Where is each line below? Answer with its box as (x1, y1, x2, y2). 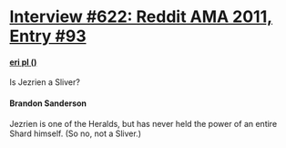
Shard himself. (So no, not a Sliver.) (9, 128, 141, 139)
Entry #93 (9, 26, 87, 47)
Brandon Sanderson (9, 98, 87, 109)
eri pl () (9, 57, 37, 68)
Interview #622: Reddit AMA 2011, (9, 6, 273, 27)
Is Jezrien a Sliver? (9, 77, 80, 88)
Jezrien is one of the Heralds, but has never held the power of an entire (9, 118, 278, 129)
